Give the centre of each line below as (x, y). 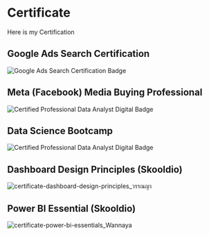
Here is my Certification (41, 32)
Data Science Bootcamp (60, 131)
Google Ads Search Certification (79, 54)
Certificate (39, 13)
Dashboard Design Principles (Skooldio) (95, 169)
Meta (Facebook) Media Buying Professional (105, 93)
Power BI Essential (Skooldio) (72, 209)
